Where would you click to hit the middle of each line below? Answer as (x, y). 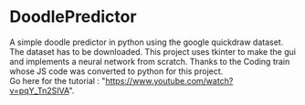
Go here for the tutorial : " (58, 80)
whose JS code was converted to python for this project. (116, 71)
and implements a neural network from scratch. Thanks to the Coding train (150, 61)
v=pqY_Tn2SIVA (39, 90)
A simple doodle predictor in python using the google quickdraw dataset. (147, 42)
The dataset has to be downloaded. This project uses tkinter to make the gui (153, 51)
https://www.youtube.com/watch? (169, 80)
